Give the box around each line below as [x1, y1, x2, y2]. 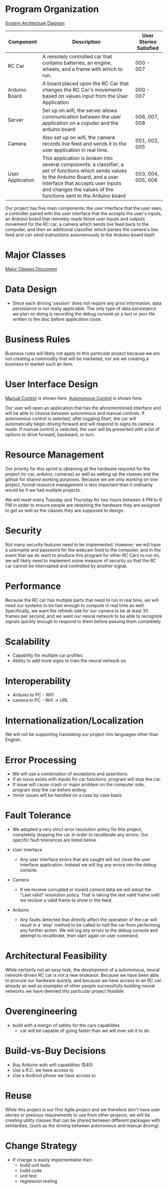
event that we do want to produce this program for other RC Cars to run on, [5, 552, 160, 558]
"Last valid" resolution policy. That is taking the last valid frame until [19, 892, 160, 898]
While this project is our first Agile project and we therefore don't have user [5, 1106, 160, 1112]
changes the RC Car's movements [42, 86, 122, 93]
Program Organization [5, 4, 99, 15]
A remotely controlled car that [42, 53, 112, 60]
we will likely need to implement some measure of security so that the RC [5, 557, 156, 563]
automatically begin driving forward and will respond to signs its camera [5, 420, 154, 427]
